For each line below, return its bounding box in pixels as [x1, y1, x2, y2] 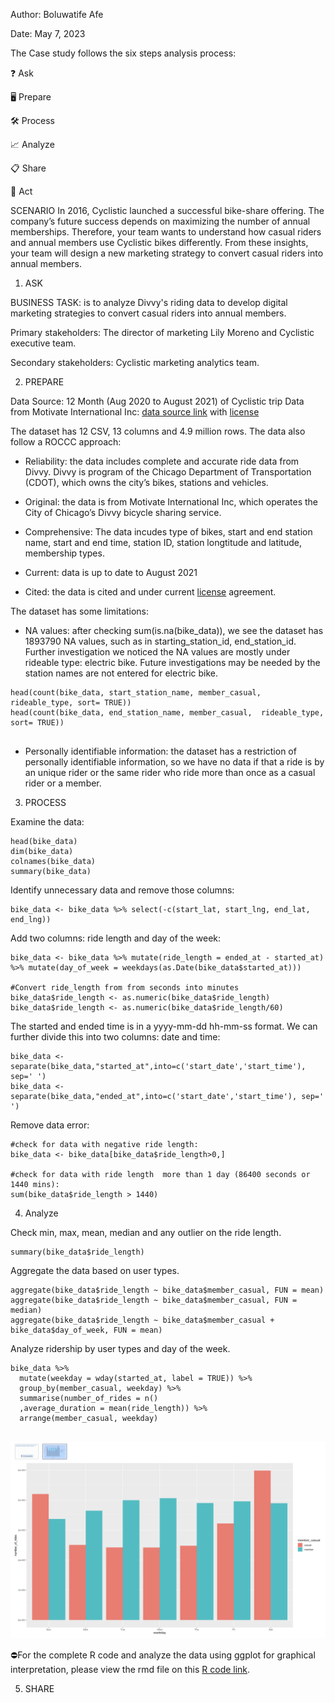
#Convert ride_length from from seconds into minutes [10, 983, 240, 993]
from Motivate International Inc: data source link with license [10, 406, 260, 418]
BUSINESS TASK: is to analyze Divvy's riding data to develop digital [10, 297, 288, 308]
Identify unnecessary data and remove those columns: [10, 884, 235, 896]
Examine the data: [10, 816, 85, 828]
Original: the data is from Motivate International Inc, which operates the [24, 496, 318, 508]
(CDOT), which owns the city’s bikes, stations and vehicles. [24, 477, 269, 488]
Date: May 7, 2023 [10, 28, 86, 39]
